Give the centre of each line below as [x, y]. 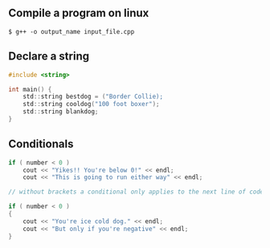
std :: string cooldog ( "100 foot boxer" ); [91, 104]
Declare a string [49, 57]
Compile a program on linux [79, 13]
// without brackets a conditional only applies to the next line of [127, 192]
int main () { [30, 89]
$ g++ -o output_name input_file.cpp [72, 31]
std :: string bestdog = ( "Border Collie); [93, 97]
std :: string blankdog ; [61, 112]
